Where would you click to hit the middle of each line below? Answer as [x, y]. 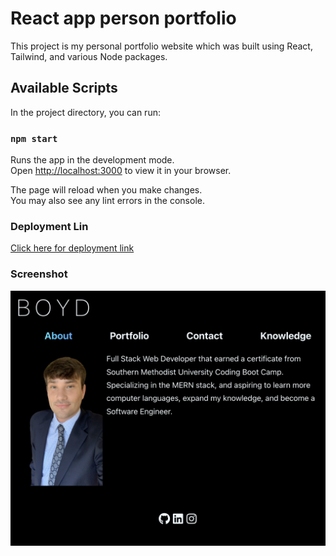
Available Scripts [64, 88]
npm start [34, 138]
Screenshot [39, 274]
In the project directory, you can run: [85, 112]
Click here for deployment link [72, 248]
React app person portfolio [123, 18]
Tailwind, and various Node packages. [89, 56]
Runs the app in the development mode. [92, 160]
